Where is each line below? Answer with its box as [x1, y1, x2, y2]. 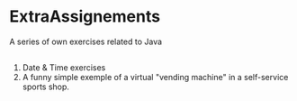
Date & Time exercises [22, 62, 106, 73]
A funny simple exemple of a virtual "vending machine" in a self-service [22, 72, 289, 83]
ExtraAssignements [9, 6, 160, 27]
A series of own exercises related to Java [9, 36, 163, 47]
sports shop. [22, 81, 70, 92]
